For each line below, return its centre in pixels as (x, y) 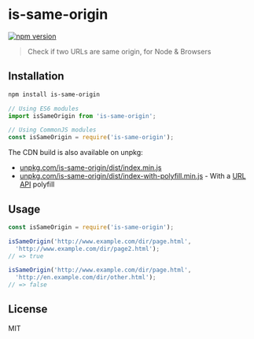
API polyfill (37, 184)
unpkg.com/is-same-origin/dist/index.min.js (90, 168)
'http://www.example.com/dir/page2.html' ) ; (87, 249)
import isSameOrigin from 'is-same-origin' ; (82, 116)
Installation (36, 76)
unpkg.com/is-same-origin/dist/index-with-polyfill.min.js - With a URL (133, 176)
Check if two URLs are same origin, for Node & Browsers (119, 51)
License (28, 310)
